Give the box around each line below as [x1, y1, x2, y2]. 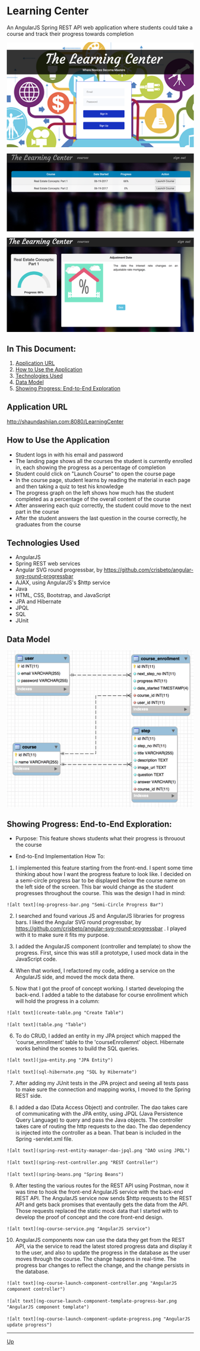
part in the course [15, 508, 59, 515]
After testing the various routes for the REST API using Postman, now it [15, 1182, 189, 1189]
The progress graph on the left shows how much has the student [15, 489, 174, 496]
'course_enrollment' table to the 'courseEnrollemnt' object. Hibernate [15, 1039, 185, 1046]
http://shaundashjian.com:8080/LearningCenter [7, 418, 124, 425]
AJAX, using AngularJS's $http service [15, 579, 110, 586]
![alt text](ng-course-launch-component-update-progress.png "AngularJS [7, 1316, 191, 1322]
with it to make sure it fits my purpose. [15, 931, 109, 939]
